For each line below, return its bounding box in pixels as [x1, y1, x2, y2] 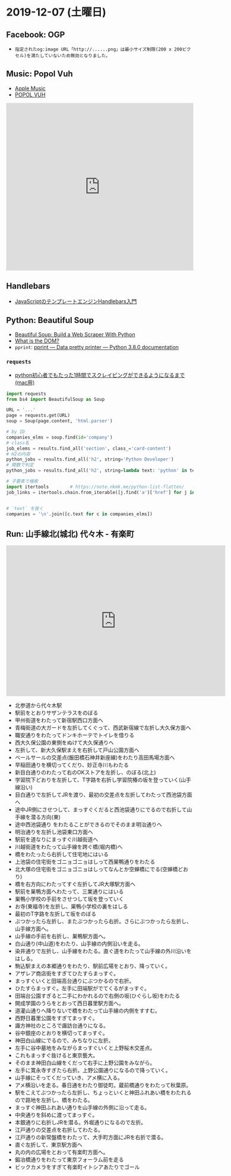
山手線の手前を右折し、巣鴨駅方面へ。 [14, 933, 109, 940]
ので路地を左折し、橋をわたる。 [14, 1097, 93, 1104]
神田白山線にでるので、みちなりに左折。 [14, 1037, 114, 1044]
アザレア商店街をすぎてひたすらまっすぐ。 [14, 970, 119, 977]
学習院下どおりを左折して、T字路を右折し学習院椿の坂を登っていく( [14, 776, 181, 783]
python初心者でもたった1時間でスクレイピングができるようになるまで [14, 371, 185, 378]
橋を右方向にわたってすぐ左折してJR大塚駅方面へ [14, 881, 135, 888]
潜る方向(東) [30, 814, 61, 821]
